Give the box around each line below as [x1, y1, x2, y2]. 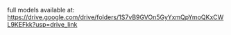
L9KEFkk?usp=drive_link [7, 21, 78, 28]
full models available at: [7, 6, 75, 14]
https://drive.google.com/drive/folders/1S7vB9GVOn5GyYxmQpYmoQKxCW [7, 13, 224, 21]
